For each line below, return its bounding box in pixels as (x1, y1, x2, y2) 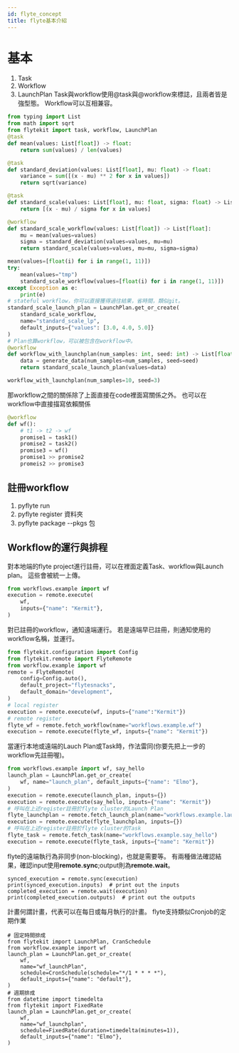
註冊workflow (7, 482, 69, 494)
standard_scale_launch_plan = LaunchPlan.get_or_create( (7, 304, 180, 311)
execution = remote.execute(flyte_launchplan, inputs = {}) (7, 818, 183, 825)
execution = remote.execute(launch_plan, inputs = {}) (7, 792, 167, 799)
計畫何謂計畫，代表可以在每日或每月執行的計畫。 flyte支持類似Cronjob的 (7, 907, 221, 916)
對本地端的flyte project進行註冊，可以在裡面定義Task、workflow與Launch (7, 562, 224, 570)
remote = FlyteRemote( (7, 668, 75, 675)
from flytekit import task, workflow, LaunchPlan (7, 126, 158, 134)
